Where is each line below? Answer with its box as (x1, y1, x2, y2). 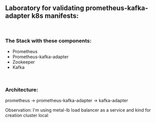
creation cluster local (5, 113, 48, 119)
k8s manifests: (31, 12, 79, 20)
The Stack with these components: (5, 37, 92, 44)
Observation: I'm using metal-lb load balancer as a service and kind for (5, 107, 151, 113)
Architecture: (5, 86, 38, 93)
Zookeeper (12, 59, 35, 65)
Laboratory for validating (5, 4, 84, 12)
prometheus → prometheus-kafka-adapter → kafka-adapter (5, 98, 129, 104)
